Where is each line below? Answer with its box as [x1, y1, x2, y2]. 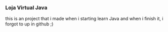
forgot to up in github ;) [5, 21, 54, 27]
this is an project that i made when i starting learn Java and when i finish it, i [5, 16, 163, 22]
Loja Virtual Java [5, 4, 48, 11]
